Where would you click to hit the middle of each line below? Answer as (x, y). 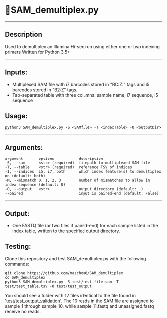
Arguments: (24, 147)
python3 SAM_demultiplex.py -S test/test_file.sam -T (62, 282)
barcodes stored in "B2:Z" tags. (45, 90)
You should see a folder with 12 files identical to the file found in (70, 295)
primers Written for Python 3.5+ (38, 52)
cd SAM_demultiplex (25, 277)
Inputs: (16, 73)
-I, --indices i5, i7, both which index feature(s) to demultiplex (83, 172)
